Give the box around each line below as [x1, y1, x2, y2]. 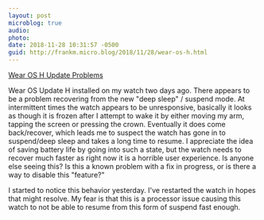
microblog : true [8, 19, 62, 27]
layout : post [8, 11, 52, 20]
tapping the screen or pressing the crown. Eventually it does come [8, 120, 226, 129]
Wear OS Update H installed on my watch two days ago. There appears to [8, 86, 250, 95]
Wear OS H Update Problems [8, 71, 103, 79]
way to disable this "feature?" [8, 170, 105, 179]
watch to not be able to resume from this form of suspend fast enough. [8, 203, 241, 211]
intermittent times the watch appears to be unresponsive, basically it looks [8, 102, 252, 112]
